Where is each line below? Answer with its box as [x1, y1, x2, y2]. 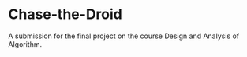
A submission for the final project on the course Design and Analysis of [8, 31, 239, 41]
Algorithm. [8, 39, 42, 48]
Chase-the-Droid [8, 5, 122, 23]
